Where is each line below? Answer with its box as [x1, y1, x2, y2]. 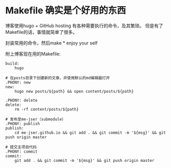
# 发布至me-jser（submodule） [5, 116, 66, 122]
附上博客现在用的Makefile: [5, 51, 61, 57]
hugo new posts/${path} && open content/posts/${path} [14, 89, 134, 94]
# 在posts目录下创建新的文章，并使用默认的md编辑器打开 [5, 75, 110, 80]
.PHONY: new [5, 80, 31, 85]
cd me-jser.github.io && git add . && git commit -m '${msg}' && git [14, 130, 166, 135]
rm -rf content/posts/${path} [14, 107, 79, 112]
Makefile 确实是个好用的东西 [5, 5, 126, 16]
